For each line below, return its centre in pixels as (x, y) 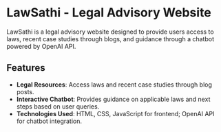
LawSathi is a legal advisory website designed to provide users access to (110, 32)
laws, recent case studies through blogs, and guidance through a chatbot (110, 38)
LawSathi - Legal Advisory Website (109, 13)
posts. (25, 91)
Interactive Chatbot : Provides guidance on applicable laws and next (113, 99)
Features (26, 68)
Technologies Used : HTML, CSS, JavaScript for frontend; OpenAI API (115, 113)
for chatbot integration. (49, 121)
